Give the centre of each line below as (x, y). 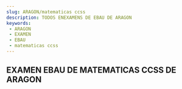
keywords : (19, 23)
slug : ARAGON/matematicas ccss (46, 12)
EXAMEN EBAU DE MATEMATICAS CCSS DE (91, 70)
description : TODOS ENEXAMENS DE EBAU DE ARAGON (69, 18)
